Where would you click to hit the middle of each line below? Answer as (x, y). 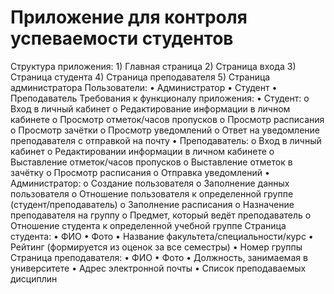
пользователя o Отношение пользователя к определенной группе (152, 193)
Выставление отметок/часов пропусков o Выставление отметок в (151, 162)
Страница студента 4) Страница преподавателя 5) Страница (140, 77)
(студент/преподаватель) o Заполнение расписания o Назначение (152, 204)
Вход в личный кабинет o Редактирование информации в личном (150, 108)
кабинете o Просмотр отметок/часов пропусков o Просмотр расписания (167, 119)
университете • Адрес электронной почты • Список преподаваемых (158, 268)
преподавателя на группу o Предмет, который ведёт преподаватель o (161, 215)
